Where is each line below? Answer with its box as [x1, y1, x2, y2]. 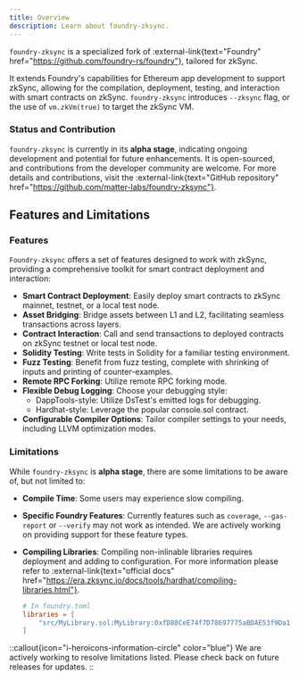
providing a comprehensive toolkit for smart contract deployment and [9, 264, 265, 275]
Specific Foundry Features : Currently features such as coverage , [21, 510, 262, 520]
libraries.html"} [21, 584, 78, 594]
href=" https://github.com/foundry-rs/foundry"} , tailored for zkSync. [9, 55, 259, 66]
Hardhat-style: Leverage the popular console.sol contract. [35, 404, 249, 415]
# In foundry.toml [21, 602, 91, 610]
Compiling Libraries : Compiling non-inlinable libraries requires [21, 546, 253, 557]
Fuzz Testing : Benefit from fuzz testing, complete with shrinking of [21, 357, 270, 368]
